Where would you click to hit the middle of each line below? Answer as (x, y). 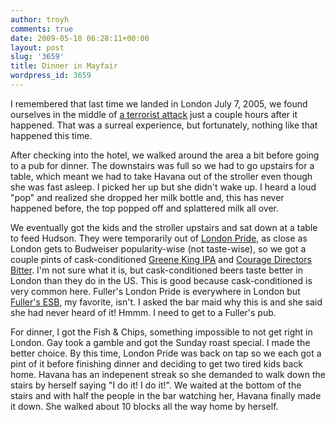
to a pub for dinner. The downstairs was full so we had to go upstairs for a (162, 165)
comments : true (42, 29)
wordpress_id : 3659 (51, 76)
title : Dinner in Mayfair (64, 66)
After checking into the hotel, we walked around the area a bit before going (165, 155)
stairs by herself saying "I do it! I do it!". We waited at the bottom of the (156, 385)
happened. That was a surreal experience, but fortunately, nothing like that (164, 125)
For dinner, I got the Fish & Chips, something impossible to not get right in (161, 332)
